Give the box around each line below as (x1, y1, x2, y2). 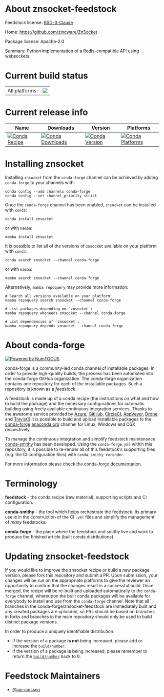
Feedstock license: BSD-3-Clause (5, 20, 73, 25)
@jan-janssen (12, 686, 41, 692)
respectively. (5, 426, 31, 432)
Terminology (5, 478, 58, 489)
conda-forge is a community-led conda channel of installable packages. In (5, 365, 155, 371)
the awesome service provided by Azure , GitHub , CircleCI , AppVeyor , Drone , (5, 411, 159, 417)
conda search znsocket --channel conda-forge (5, 258, 99, 262)
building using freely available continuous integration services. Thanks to (5, 406, 152, 412)
